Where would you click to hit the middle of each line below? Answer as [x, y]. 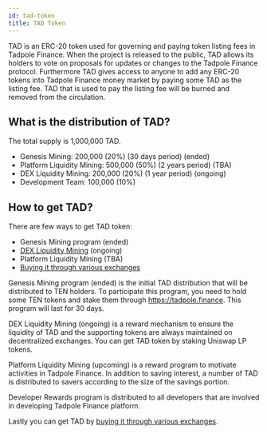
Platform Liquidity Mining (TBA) [71, 259]
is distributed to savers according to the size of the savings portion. [119, 382]
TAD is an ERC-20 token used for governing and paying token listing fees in [132, 46]
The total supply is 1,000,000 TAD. [65, 141]
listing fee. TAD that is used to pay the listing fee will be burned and [119, 88]
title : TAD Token [37, 23]
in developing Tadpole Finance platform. [75, 406]
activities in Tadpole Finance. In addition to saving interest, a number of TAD [133, 373]
